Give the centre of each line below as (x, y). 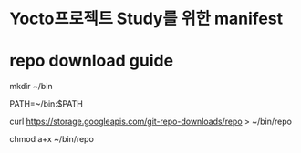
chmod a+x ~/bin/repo (52, 139)
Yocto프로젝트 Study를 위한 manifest (146, 19)
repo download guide (92, 61)
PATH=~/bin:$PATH (47, 104)
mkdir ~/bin (31, 87)
